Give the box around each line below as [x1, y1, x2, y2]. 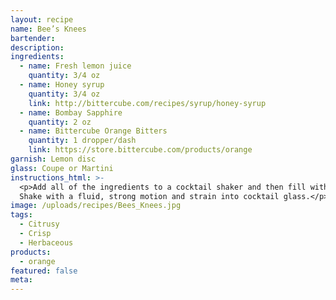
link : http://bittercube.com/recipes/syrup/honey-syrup [28, 98, 267, 108]
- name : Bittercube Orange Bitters [19, 126, 168, 136]
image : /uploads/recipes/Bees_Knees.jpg [10, 201, 182, 211]
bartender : [10, 33, 56, 43]
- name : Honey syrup [19, 80, 105, 90]
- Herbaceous [19, 237, 74, 248]
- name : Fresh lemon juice [19, 61, 132, 71]
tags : [10, 210, 33, 220]
